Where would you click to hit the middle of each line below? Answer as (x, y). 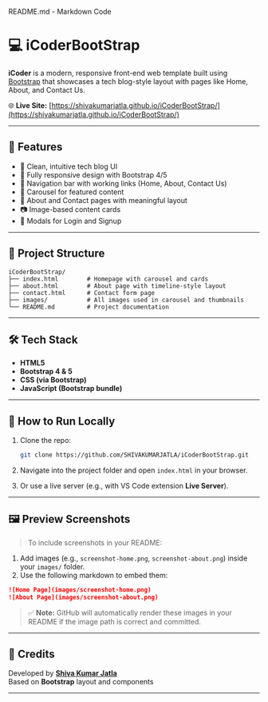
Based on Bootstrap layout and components (81, 682)
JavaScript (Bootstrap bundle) (71, 389)
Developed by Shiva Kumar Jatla (63, 673)
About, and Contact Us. (47, 90)
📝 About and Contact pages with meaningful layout (103, 200)
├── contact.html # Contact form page (82, 293)
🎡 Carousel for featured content (72, 192)
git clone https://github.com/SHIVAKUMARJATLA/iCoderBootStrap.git (134, 455)
